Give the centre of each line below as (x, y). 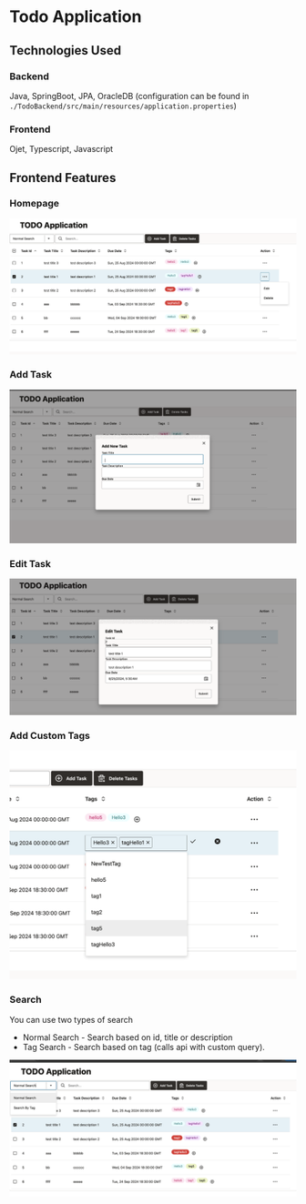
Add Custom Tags (50, 735)
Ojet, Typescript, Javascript (61, 149)
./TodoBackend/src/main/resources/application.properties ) (123, 106)
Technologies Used (65, 51)
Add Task (31, 375)
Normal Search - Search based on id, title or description (127, 1037)
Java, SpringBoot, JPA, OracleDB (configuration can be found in (129, 96)
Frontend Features (63, 178)
